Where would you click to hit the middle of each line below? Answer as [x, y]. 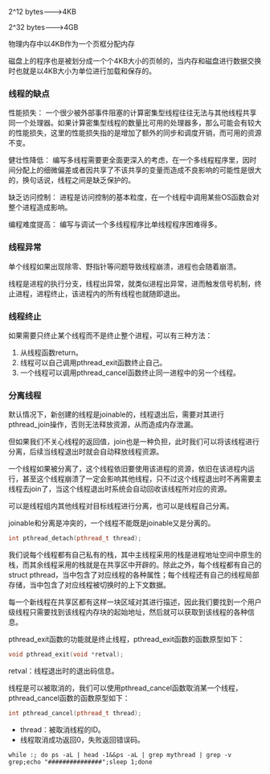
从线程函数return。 [51, 352]
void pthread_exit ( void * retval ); [66, 655]
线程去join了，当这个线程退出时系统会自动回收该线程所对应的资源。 [120, 489]
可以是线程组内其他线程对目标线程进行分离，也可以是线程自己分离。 [121, 506]
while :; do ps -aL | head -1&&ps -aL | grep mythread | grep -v [120, 755]
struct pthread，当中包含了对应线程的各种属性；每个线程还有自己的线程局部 [134, 575]
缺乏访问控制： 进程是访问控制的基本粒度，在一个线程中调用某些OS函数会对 [134, 197]
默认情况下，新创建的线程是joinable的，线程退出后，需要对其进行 [117, 414]
